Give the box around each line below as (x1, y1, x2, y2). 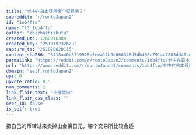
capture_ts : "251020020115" (6, 47, 75, 52)
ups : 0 (6, 73, 22, 79)
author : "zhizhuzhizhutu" (6, 30, 69, 36)
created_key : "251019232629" (6, 41, 77, 47)
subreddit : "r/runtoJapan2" (6, 14, 75, 20)
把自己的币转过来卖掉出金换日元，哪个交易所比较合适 (6, 123, 134, 130)
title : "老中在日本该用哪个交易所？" (6, 8, 86, 15)
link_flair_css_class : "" (6, 95, 69, 101)
